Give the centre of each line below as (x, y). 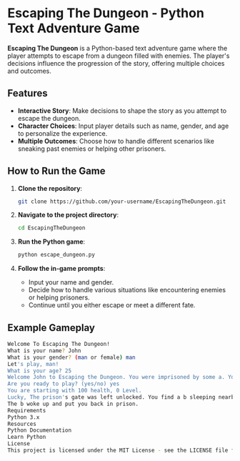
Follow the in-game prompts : (61, 269)
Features (27, 93)
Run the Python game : (51, 242)
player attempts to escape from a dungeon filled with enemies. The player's (119, 56)
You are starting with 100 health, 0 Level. (75, 391)
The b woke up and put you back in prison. (73, 404)
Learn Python (27, 437)
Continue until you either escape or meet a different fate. (112, 305)
